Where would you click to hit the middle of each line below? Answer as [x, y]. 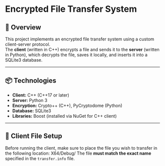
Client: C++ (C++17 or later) [41, 95]
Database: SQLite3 [32, 111]
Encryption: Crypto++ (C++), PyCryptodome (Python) [67, 105]
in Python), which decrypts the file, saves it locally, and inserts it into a [76, 55]
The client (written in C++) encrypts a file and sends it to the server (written [82, 50]
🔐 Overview [23, 27]
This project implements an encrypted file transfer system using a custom [80, 39]
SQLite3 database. [24, 60]
